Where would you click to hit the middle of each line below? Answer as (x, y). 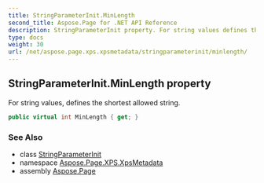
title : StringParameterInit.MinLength (71, 15)
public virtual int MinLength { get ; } (73, 117)
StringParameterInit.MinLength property (110, 84)
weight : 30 (26, 45)
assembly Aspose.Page (57, 170)
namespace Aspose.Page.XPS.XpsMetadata (91, 163)
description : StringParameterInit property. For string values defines (128, 30)
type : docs (26, 37)
